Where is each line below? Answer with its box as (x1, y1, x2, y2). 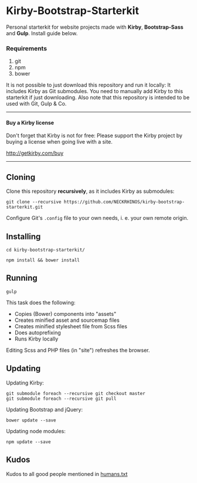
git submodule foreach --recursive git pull (6, 396, 117, 402)
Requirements (6, 44, 47, 52)
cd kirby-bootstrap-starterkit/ (6, 247, 85, 253)
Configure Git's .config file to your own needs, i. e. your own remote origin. (6, 215, 189, 222)
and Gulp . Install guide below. (6, 29, 78, 36)
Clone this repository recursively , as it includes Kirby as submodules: (6, 188, 175, 195)
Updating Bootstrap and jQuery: (6, 406, 83, 413)
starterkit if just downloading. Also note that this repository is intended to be (6, 94, 190, 101)
